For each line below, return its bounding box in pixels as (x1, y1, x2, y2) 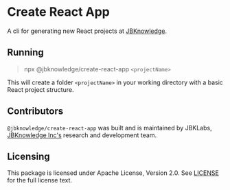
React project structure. (7, 85, 74, 93)
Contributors (7, 106, 64, 117)
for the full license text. (7, 176, 73, 185)
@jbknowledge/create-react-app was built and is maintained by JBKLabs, (7, 123, 212, 132)
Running (7, 47, 45, 58)
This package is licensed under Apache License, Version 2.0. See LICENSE (7, 169, 220, 177)
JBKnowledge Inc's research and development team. (7, 131, 157, 139)
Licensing (7, 150, 50, 162)
